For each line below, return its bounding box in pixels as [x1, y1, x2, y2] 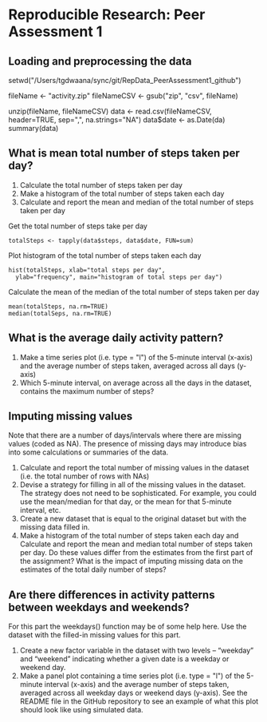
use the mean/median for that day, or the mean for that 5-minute [19, 497, 233, 506]
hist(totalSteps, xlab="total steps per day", [8, 266, 166, 274]
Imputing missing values [8, 410, 133, 423]
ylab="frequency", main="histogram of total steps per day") [15, 273, 223, 281]
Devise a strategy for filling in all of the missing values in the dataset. [19, 480, 246, 490]
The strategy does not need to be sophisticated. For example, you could [19, 489, 257, 498]
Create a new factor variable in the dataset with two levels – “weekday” [19, 645, 253, 656]
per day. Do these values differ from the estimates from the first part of [19, 548, 253, 557]
